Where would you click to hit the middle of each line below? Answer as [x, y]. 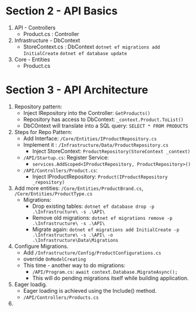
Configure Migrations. [41, 246]
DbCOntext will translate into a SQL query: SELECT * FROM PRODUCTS [105, 125]
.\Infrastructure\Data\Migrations [75, 240]
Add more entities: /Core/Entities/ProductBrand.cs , [79, 188]
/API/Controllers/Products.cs [61, 298]
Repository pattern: [38, 107]
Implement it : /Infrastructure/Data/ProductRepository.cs [96, 144]
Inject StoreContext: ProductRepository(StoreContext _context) [111, 151]
